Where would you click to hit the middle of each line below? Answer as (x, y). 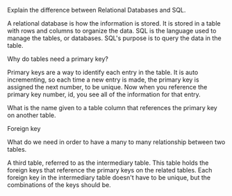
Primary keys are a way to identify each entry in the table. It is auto (103, 72)
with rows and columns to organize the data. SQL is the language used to (112, 31)
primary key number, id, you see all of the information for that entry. (104, 94)
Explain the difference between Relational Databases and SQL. (97, 10)
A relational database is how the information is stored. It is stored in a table (114, 23)
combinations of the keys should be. (59, 185)
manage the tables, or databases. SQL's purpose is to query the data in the (114, 38)
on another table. (32, 115)
